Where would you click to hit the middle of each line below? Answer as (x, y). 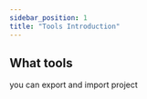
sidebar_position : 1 (49, 18)
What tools (41, 63)
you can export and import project (74, 85)
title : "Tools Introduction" (65, 26)
